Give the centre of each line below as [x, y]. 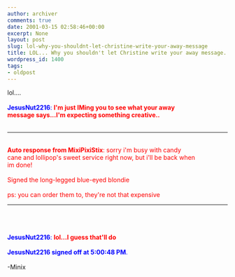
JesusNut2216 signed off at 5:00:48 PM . [67, 252]
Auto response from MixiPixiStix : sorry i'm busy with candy [94, 150]
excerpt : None [28, 33]
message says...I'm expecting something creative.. [84, 115]
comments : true [29, 20]
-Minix [16, 266]
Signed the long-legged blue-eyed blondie [69, 180]
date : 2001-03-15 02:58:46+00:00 [56, 27]
